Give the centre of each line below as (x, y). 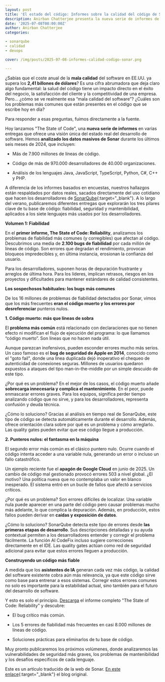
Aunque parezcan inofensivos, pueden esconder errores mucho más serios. (82, 347)
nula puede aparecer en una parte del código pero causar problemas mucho (82, 504)
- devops (14, 51)
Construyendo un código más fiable (42, 560)
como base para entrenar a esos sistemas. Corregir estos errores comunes (81, 580)
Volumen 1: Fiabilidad (27, 223)
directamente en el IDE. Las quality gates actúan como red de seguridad (78, 546)
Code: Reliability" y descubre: (35, 605)
